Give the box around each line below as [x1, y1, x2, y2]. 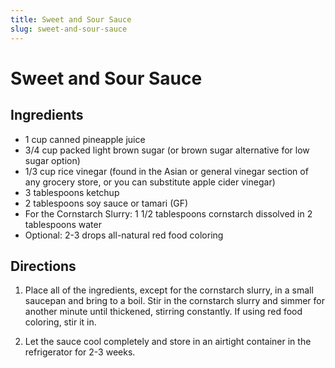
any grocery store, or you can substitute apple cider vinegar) [24, 176, 276, 188]
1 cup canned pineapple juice [24, 133, 146, 145]
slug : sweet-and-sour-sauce [10, 24, 128, 34]
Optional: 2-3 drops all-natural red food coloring [24, 229, 224, 241]
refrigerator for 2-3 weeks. [24, 346, 136, 358]
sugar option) [24, 154, 81, 166]
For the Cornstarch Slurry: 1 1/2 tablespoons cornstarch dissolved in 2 [24, 207, 313, 220]
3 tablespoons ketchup [24, 186, 120, 198]
